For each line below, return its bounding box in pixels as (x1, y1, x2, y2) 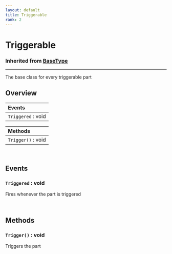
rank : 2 (5, 17, 22, 22)
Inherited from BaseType (5, 57, 68, 65)
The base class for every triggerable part (5, 74, 92, 80)
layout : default (5, 7, 40, 13)
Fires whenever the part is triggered (5, 191, 81, 198)
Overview (5, 89, 37, 97)
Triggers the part (5, 243, 41, 249)
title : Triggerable (5, 12, 47, 17)
